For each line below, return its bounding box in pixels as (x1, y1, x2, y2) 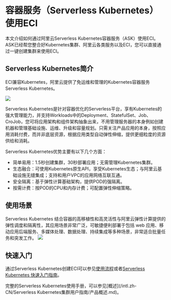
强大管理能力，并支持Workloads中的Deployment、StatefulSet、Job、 (5, 112, 151, 118)
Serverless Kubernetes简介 (5, 64, 94, 73)
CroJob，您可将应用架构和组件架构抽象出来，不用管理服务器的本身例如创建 (5, 118, 164, 124)
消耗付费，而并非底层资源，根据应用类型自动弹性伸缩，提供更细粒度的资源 (9, 131, 166, 137)
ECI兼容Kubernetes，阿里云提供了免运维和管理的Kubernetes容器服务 (5, 79, 150, 85)
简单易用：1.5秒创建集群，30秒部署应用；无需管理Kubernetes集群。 (12, 159, 155, 165)
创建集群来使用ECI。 (18, 48, 62, 54)
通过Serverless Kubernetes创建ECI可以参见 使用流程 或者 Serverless (5, 266, 145, 272)
